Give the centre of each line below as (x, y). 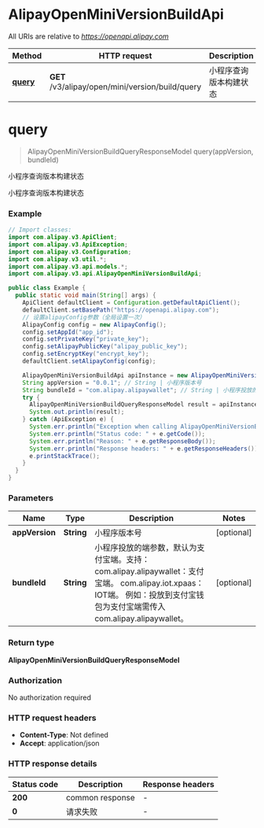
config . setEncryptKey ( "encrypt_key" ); (86, 354)
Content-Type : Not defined (64, 735)
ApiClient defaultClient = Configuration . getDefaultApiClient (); (132, 303)
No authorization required (50, 697)
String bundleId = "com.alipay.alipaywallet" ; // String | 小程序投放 (137, 390)
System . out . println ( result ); (77, 412)
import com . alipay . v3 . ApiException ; (68, 244)
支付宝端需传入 (137, 607)
